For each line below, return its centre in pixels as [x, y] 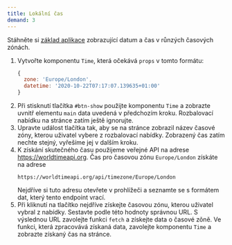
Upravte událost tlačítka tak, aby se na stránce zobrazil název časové [116, 128]
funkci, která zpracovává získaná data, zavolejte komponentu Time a [114, 227]
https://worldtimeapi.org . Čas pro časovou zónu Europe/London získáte [117, 157]
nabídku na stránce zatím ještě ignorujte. [75, 120]
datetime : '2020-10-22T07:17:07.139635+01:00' [92, 86]
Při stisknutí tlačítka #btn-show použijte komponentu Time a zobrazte [114, 106]
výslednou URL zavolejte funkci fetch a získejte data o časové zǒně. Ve [119, 219]
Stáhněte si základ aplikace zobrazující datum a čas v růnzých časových [110, 39]
